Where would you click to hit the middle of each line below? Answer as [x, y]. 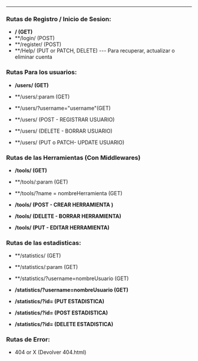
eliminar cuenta [33, 57]
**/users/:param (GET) [42, 96]
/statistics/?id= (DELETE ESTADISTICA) [64, 324]
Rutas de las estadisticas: [44, 242]
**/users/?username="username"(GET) [62, 108]
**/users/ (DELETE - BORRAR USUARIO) [64, 131]
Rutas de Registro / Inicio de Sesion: [59, 19]
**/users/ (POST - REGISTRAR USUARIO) [65, 119]
